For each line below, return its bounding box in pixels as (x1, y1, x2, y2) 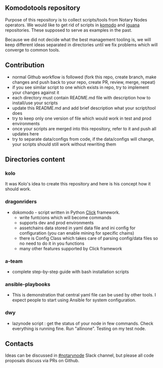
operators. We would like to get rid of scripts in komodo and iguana (5, 22, 140, 28)
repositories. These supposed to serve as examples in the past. (5, 27, 132, 33)
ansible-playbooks (5, 281, 51, 288)
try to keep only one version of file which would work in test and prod (12, 115, 152, 121)
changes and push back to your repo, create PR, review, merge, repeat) (12, 79, 156, 85)
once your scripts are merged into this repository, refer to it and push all (12, 126, 157, 131)
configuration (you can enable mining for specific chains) (19, 230, 135, 236)
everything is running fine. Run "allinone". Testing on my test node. (12, 326, 146, 331)
